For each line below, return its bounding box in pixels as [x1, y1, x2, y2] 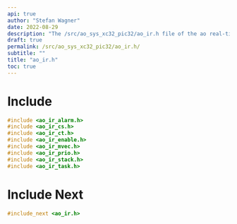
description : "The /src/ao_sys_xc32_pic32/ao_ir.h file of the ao [7, 30, 207, 37]
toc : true [7, 63, 37, 70]
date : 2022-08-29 [7, 23, 59, 30]
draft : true [7, 37, 42, 44]
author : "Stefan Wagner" [7, 17, 80, 24]
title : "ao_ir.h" [7, 57, 59, 64]
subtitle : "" [7, 50, 46, 57]
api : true [7, 10, 37, 18]
